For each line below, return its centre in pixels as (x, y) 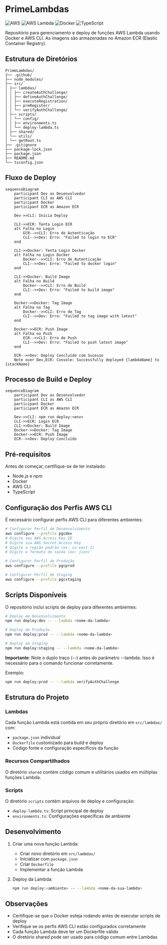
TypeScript (24, 492)
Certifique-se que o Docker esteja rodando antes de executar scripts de (86, 916)
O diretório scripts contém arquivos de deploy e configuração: (70, 801)
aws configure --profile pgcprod (40, 566)
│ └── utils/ (19, 136)
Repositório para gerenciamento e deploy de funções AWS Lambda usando (83, 32)
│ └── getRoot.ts (23, 140)
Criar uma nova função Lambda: (45, 844)
